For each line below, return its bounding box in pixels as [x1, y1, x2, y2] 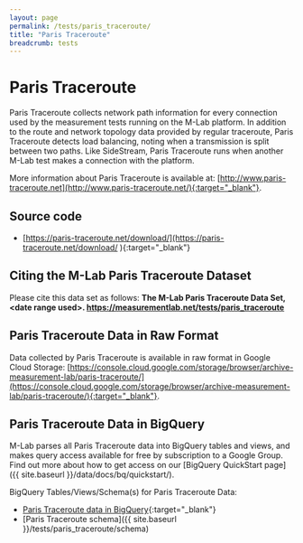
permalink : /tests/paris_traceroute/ [9, 22, 151, 31]
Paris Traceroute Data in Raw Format [9, 328, 219, 343]
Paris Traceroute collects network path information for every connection [9, 108, 278, 118]
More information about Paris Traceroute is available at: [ [9, 173, 221, 183]
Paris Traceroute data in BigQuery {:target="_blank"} [22, 504, 216, 515]
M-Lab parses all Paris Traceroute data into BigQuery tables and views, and [9, 440, 290, 452]
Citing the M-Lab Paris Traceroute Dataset [9, 268, 252, 284]
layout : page [9, 13, 59, 23]
